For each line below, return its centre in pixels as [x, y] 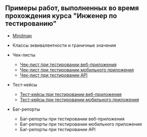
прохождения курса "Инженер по [61, 16]
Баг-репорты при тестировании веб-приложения [72, 119]
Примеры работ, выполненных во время [72, 8]
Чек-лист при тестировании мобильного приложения [77, 69]
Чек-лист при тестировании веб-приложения [68, 65]
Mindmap [22, 35]
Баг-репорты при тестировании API [58, 129]
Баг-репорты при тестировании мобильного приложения [81, 124]
